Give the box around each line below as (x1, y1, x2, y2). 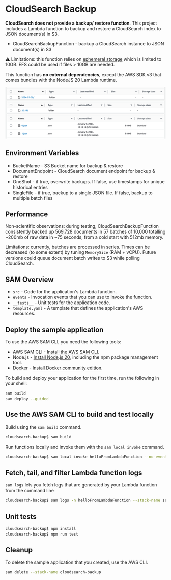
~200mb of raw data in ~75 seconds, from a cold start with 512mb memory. (5, 234, 164, 240)
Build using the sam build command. (5, 424, 82, 430)
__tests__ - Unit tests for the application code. (12, 299, 110, 306)
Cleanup (5, 546, 33, 554)
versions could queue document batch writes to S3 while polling (5, 255, 140, 261)
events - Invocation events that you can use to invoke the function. (12, 294, 153, 300)
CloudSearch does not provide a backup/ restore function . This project (5, 20, 157, 26)
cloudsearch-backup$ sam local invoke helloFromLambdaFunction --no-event (5, 454, 167, 459)
